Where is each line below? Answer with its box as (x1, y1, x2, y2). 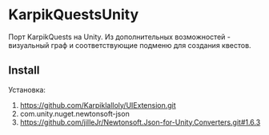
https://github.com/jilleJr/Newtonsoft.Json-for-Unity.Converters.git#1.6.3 (19, 117, 261, 127)
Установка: (8, 85, 46, 94)
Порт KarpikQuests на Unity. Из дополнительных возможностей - (8, 32, 231, 42)
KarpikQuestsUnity (8, 6, 139, 24)
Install (8, 64, 40, 77)
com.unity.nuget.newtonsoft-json (19, 109, 130, 118)
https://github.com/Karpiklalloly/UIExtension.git (19, 100, 176, 109)
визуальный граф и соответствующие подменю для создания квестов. (8, 40, 251, 50)
